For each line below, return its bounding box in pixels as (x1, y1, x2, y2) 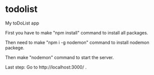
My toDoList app (5, 20, 39, 26)
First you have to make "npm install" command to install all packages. (5, 29, 148, 35)
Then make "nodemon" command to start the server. (5, 54, 114, 60)
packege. (5, 44, 24, 50)
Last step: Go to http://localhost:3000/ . (5, 64, 86, 70)
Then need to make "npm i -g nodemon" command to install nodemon (5, 39, 149, 45)
